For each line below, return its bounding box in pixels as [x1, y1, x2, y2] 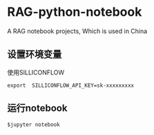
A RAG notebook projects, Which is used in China [7, 27, 148, 35]
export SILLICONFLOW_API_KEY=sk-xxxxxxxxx [7, 82, 135, 89]
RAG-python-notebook [7, 4, 142, 20]
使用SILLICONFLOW [7, 68, 65, 76]
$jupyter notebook [7, 121, 60, 128]
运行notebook [7, 103, 68, 114]
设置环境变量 [7, 49, 62, 61]
